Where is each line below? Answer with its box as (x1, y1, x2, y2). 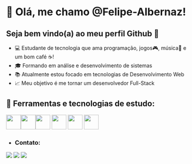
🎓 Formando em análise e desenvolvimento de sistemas (14, 62, 153, 69)
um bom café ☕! (14, 53, 55, 60)
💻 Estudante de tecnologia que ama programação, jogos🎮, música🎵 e (14, 45, 187, 52)
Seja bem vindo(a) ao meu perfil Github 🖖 (6, 29, 160, 39)
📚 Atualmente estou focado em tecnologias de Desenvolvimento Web (14, 71, 184, 78)
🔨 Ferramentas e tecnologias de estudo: (6, 99, 155, 109)
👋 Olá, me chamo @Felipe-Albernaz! (6, 5, 186, 19)
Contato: (14, 138, 41, 146)
